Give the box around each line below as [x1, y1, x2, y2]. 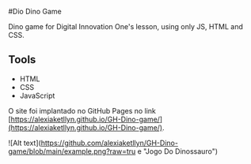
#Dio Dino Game [8, 7, 62, 16]
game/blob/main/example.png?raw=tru [8, 146, 136, 156]
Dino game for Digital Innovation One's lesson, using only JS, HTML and [8, 22, 244, 31]
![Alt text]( [8, 138, 41, 147]
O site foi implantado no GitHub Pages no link [8, 106, 157, 115]
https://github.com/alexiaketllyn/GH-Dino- [40, 138, 178, 147]
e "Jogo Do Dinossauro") [137, 146, 219, 156]
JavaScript [19, 91, 55, 100]
